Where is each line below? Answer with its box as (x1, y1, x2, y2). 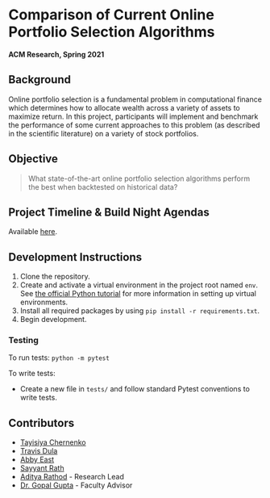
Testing (8, 335, 39, 346)
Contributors (8, 416, 75, 429)
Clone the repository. (19, 272, 90, 282)
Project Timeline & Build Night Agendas (8, 205, 210, 219)
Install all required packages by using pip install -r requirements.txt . (19, 306, 260, 316)
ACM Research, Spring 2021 (8, 49, 105, 59)
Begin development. (19, 315, 87, 324)
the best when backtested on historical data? (27, 182, 178, 191)
